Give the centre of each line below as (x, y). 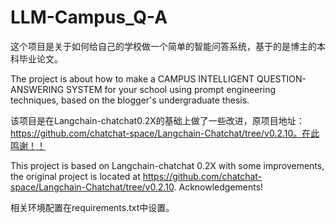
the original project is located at (75, 176)
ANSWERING (37, 89)
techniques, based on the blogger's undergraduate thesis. (130, 100)
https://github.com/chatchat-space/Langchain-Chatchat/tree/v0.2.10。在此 (165, 133)
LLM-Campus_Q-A (89, 17)
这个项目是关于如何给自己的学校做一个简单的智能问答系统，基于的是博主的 (163, 46)
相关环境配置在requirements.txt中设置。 (92, 207)
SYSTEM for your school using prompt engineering (171, 89)
